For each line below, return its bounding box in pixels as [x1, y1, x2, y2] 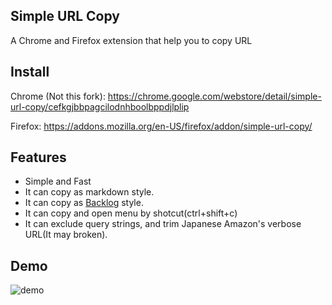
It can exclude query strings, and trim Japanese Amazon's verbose [24, 218, 302, 230]
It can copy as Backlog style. [24, 197, 144, 209]
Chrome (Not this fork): [10, 90, 106, 102]
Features [10, 149, 67, 166]
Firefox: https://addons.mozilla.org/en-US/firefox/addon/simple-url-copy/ [10, 120, 313, 132]
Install [10, 64, 50, 81]
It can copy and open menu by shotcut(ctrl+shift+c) [24, 207, 238, 219]
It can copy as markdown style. [24, 186, 155, 198]
